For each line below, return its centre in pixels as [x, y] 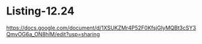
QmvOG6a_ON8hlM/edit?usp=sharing [53, 34]
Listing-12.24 [40, 11]
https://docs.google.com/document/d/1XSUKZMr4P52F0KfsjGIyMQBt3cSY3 [101, 28]
